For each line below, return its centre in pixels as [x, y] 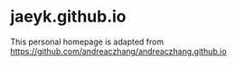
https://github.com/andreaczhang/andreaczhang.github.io [118, 51]
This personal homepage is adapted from [87, 42]
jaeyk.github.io [68, 17]
